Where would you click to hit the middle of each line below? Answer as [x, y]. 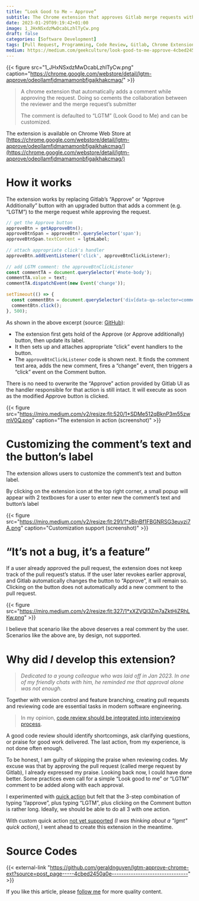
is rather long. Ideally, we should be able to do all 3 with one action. [88, 809]
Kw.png [15, 618]
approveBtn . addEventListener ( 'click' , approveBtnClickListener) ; [88, 256]
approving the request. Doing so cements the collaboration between [104, 97]
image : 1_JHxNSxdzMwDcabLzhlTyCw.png [53, 28]
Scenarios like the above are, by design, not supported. [73, 635]
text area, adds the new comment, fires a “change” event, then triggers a [103, 366]
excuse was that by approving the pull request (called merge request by [94, 766]
